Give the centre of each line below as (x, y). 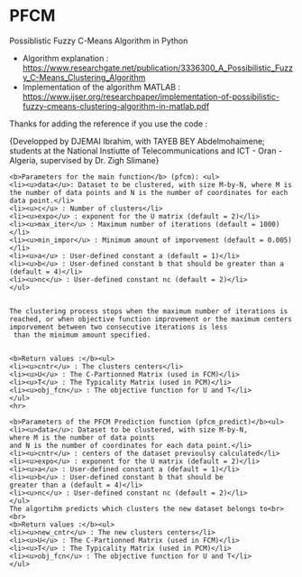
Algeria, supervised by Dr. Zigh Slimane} (84, 160)
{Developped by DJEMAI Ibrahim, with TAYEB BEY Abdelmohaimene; (137, 141)
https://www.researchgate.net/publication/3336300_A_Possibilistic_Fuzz (157, 68)
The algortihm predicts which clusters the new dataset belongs (133, 508)
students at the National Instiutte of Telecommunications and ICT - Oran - (146, 151)
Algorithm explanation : (65, 58)
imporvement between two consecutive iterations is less (119, 327)
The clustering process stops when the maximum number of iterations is (149, 311)
